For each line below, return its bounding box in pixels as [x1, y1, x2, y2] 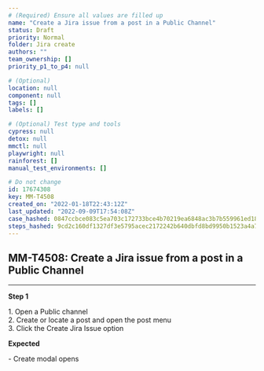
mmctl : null [8, 142, 47, 150]
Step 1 [8, 292, 29, 301]
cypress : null [8, 127, 55, 136]
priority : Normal [8, 33, 65, 42]
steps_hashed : [8, 222, 55, 230]
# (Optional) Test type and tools [8, 120, 122, 128]
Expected [8, 339, 41, 348]
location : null [8, 84, 58, 92]
